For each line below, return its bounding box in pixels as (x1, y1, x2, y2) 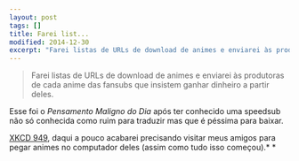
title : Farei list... (9, 29, 90, 38)
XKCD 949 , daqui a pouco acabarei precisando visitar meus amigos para (9, 133, 276, 143)
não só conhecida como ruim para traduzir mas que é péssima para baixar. (9, 116, 284, 126)
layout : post (9, 12, 58, 22)
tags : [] (9, 21, 42, 30)
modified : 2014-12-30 (9, 37, 90, 47)
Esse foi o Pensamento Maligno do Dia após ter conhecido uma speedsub (9, 106, 281, 117)
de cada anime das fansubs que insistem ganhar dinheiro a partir (30, 80, 270, 90)
